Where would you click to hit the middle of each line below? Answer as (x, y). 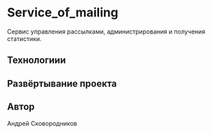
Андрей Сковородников (42, 123)
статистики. (25, 38)
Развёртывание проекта (62, 83)
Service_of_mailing (63, 13)
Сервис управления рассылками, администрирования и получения (106, 31)
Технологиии (37, 61)
